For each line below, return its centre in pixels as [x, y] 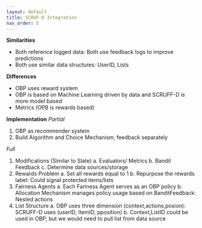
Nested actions [34, 200]
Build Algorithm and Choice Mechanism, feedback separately [91, 137]
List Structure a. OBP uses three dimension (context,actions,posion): [100, 206]
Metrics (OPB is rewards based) [55, 108]
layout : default [27, 12]
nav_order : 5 [23, 23]
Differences [21, 77]
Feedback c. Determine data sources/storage [71, 168]
